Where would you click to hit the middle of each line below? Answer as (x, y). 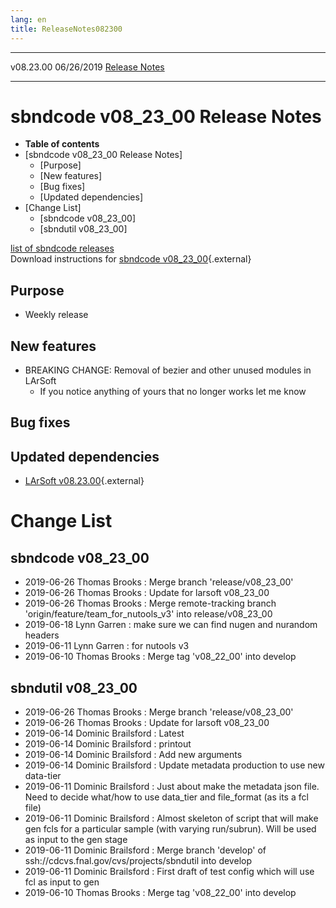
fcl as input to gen (62, 882)
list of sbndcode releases (62, 248)
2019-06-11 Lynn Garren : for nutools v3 (107, 646)
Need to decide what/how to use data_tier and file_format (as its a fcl (166, 797)
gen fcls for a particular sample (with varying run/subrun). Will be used (170, 829)
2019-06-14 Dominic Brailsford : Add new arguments (133, 755)
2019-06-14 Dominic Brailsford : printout (108, 744)
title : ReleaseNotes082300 (66, 29)
